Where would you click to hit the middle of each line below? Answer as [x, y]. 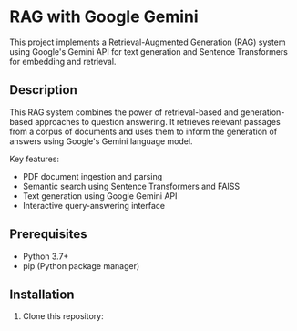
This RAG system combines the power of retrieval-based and [124, 112]
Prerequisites [48, 234]
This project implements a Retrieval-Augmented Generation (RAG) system [148, 42]
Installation [42, 294]
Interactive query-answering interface [94, 205]
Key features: [34, 159]
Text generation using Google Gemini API [100, 196]
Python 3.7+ [46, 256]
